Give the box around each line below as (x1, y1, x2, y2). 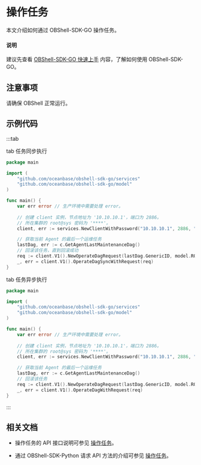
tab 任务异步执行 (6, 276, 48, 283)
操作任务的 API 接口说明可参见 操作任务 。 (14, 439, 117, 446)
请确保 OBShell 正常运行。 (6, 99, 71, 107)
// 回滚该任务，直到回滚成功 (17, 247, 79, 253)
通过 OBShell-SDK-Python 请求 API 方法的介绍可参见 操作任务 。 (14, 452, 172, 459)
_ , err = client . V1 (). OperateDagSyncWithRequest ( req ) (17, 258, 154, 264)
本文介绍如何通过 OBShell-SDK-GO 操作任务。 (6, 26, 120, 34)
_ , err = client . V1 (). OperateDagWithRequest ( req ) (17, 387, 144, 393)
